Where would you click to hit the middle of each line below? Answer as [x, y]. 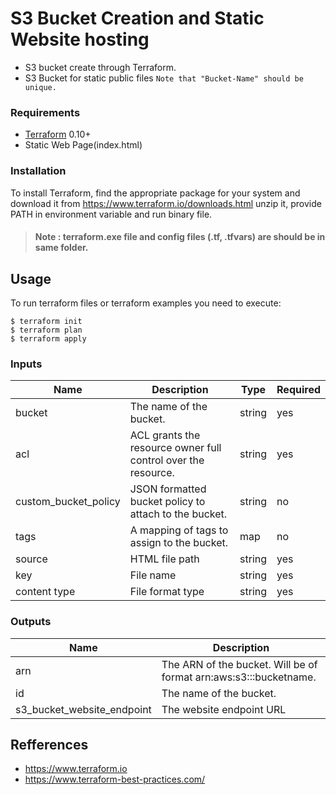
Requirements [45, 112]
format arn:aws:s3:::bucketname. [239, 677]
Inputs [26, 364]
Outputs [31, 622]
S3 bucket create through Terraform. [100, 67]
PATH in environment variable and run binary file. [111, 214]
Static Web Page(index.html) [83, 145]
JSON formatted [168, 489]
